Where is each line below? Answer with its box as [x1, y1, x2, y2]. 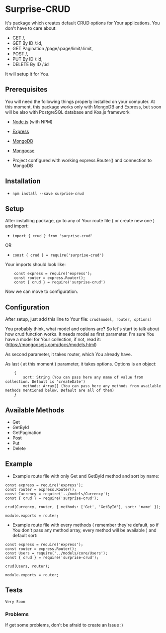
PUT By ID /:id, [12, 56, 43, 62]
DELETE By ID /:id [12, 61, 49, 67]
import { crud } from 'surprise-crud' [12, 234, 93, 239]
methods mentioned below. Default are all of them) [5, 388, 114, 393]
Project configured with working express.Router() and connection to [12, 157, 152, 163]
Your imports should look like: [5, 262, 66, 268]
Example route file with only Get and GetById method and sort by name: [12, 473, 160, 479]
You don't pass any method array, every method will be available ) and [12, 527, 157, 533]
